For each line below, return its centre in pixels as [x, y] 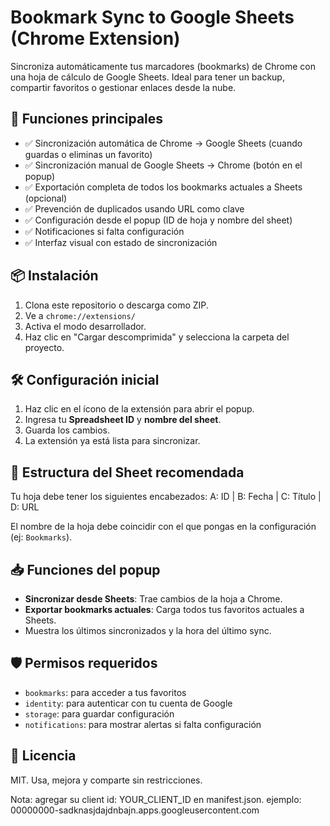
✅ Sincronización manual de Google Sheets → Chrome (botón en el [163, 165]
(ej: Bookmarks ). [41, 537]
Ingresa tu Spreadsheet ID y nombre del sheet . [123, 420]
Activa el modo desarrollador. [85, 326]
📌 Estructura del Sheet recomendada [127, 472]
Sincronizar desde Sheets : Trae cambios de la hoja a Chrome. [153, 599]
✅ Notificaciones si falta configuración [104, 231]
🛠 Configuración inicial [85, 379]
